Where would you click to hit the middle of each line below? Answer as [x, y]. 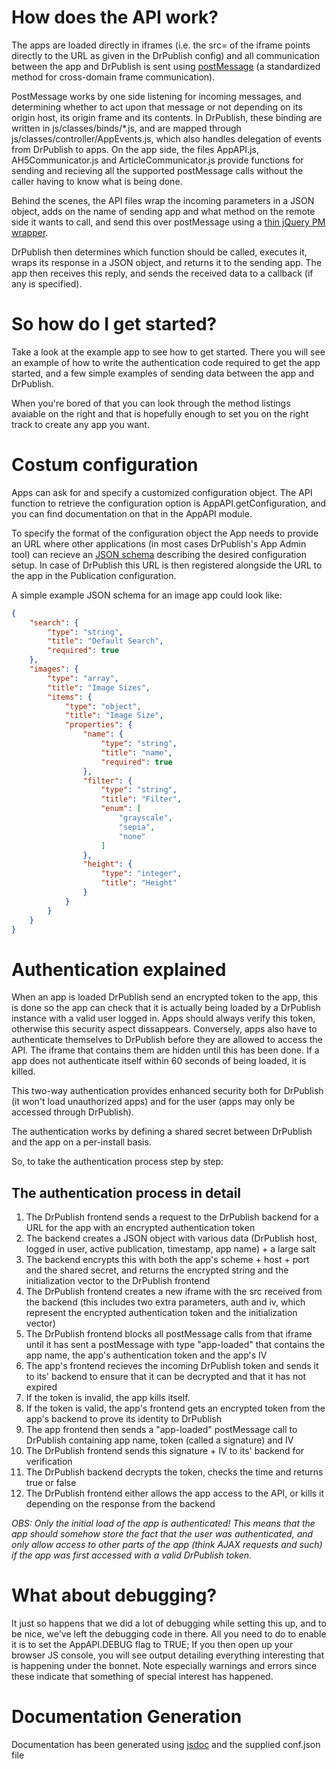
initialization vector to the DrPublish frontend [118, 1281]
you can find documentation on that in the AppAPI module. [132, 513]
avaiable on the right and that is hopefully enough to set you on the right [160, 413]
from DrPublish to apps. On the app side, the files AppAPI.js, [135, 149]
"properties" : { [98, 725]
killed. [23, 1072]
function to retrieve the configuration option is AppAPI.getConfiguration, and [169, 503]
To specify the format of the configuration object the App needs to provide [165, 533]
